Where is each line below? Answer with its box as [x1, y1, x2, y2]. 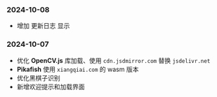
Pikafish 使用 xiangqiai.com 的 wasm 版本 [16, 65, 139, 73]
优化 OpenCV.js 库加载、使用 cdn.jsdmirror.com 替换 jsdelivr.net [16, 56, 211, 64]
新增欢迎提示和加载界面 [16, 82, 85, 91]
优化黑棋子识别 [16, 73, 60, 82]
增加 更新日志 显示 [16, 22, 70, 30]
